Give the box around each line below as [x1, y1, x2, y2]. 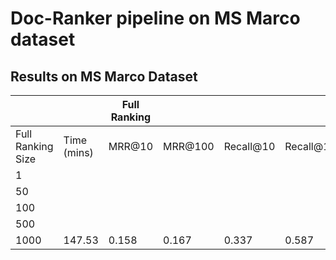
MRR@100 [163, 140, 215, 153]
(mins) [63, 146, 94, 159]
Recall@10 [223, 140, 276, 153]
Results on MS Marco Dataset [10, 68, 198, 85]
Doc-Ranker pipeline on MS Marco [10, 7, 301, 30]
